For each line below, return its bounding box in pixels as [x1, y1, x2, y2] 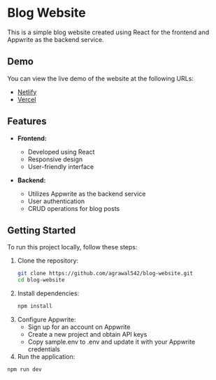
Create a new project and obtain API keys [27, 330, 147, 338]
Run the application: [17, 353, 75, 360]
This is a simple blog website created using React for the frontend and [7, 28, 210, 36]
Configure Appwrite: [17, 316, 76, 323]
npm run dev [7, 366, 42, 373]
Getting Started [7, 224, 76, 236]
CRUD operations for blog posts [27, 204, 120, 212]
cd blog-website [17, 277, 65, 284]
